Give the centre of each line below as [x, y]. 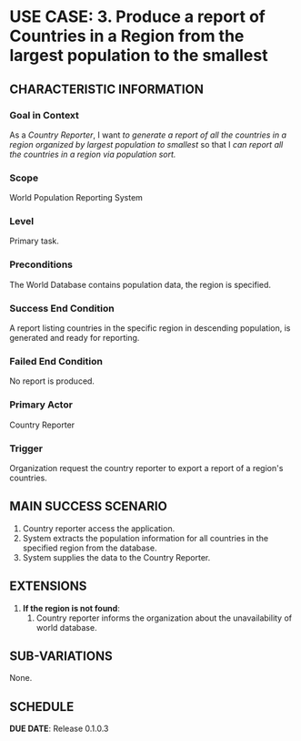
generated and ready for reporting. [75, 338]
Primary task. [34, 241]
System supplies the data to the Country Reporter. [116, 557]
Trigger [26, 448]
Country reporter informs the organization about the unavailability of [164, 618]
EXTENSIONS [48, 587]
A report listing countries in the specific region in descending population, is [150, 328]
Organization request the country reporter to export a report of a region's [146, 468]
